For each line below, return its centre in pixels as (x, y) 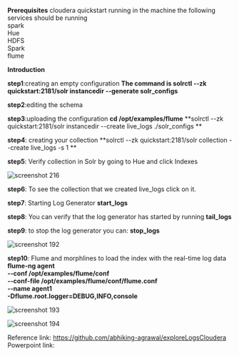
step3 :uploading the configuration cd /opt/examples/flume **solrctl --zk (115, 118)
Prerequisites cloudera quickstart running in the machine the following (112, 10)
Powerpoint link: (31, 345)
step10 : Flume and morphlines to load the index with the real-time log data (117, 258)
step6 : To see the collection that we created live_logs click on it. (102, 189)
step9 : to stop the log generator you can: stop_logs (84, 230)
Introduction (26, 70)
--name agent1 (30, 289)
